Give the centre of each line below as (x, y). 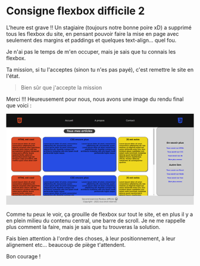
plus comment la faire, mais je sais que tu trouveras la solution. (83, 227)
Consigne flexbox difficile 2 (76, 11)
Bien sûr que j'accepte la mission (61, 87)
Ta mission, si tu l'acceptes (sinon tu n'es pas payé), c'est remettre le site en (100, 69)
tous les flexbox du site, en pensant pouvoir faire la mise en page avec (93, 33)
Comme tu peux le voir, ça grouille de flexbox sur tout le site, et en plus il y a (100, 214)
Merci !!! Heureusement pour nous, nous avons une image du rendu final (95, 99)
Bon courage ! (24, 256)
